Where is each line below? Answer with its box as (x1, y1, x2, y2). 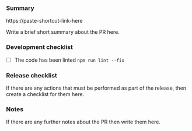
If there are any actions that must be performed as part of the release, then (6, 84, 187, 91)
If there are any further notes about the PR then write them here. (6, 118, 160, 126)
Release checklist (6, 71, 57, 79)
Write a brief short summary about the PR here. (6, 29, 120, 36)
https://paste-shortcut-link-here (6, 17, 83, 24)
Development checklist (6, 43, 73, 51)
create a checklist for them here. (6, 90, 85, 97)
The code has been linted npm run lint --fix (14, 56, 124, 63)
